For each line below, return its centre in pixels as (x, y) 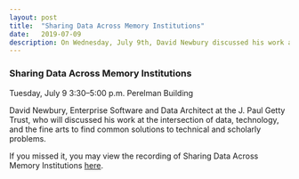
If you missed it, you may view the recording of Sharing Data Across (134, 156)
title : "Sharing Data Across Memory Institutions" (107, 26)
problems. (28, 138)
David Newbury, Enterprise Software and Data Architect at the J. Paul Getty (147, 110)
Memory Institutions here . (57, 165)
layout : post (33, 17)
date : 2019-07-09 (45, 34)
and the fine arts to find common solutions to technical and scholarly (135, 129)
